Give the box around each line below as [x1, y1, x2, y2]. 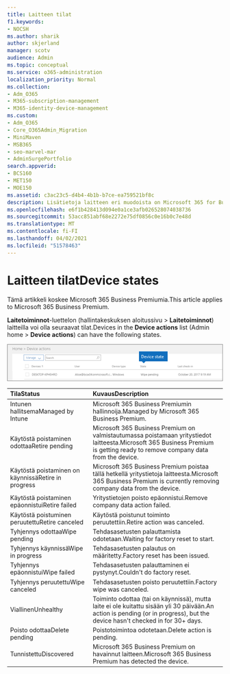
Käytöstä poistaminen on [10, 466, 80, 474]
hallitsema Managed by [10, 407, 74, 415]
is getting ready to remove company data [92, 445, 209, 453]
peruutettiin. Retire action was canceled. [92, 518, 205, 526]
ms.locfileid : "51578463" [7, 242, 81, 249]
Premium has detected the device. [92, 658, 190, 666]
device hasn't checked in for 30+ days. [92, 616, 203, 625]
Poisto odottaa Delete [10, 626, 70, 634]
